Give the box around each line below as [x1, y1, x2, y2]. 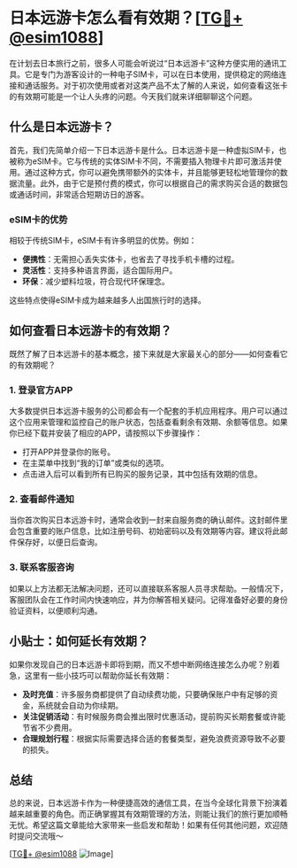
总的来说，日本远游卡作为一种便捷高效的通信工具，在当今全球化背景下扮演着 [9, 798, 288, 809]
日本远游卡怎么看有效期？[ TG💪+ [9, 8, 243, 28]
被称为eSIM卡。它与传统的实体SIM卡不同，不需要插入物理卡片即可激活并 [9, 156, 274, 167]
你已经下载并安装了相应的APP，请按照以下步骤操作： [9, 428, 203, 438]
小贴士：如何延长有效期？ [9, 634, 148, 649]
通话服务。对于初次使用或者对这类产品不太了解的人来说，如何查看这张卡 [24, 80, 288, 90]
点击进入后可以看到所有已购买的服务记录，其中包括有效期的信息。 [21, 469, 263, 479]
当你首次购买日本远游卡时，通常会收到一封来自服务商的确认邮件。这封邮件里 [9, 515, 288, 525]
